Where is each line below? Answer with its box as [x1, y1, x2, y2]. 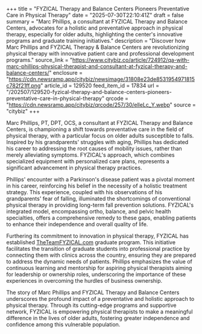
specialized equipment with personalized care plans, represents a [6, 158, 170, 165]
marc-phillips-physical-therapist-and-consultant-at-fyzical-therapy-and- [6, 63, 188, 70]
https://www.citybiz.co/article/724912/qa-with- [72, 57, 190, 63]
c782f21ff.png [6, 82, 41, 89]
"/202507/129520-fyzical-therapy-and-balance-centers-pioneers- [6, 89, 172, 95]
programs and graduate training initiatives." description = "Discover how [6, 37, 186, 44]
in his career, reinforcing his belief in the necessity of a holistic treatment [6, 182, 188, 189]
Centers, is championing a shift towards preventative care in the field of [6, 126, 184, 133]
